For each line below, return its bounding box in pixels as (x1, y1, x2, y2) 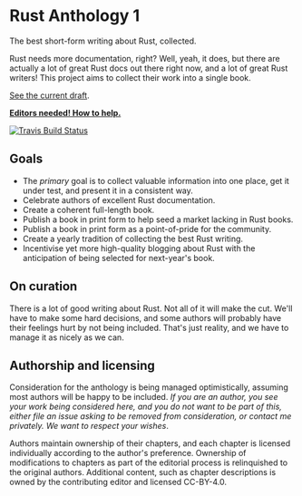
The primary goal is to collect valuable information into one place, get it (22, 175, 290, 186)
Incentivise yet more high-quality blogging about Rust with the (22, 242, 256, 254)
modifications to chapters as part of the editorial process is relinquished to (9, 457, 288, 468)
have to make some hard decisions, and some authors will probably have (9, 312, 282, 323)
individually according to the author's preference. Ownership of (9, 448, 247, 459)
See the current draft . (9, 90, 90, 101)
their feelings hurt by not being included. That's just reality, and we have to (9, 322, 289, 333)
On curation (9, 278, 78, 295)
